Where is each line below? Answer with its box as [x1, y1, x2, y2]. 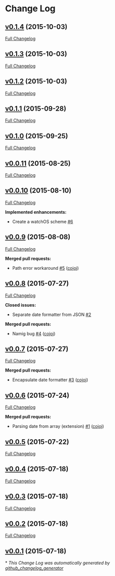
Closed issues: [5, 302, 36, 308]
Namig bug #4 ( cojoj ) [12, 330, 56, 336]
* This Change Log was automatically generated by [5, 560, 110, 566]
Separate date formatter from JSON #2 [12, 311, 91, 318]
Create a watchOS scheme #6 [12, 219, 73, 224]
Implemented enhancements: [5, 209, 67, 215]
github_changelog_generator [5, 565, 64, 571]
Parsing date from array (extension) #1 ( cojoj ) [12, 423, 104, 429]
